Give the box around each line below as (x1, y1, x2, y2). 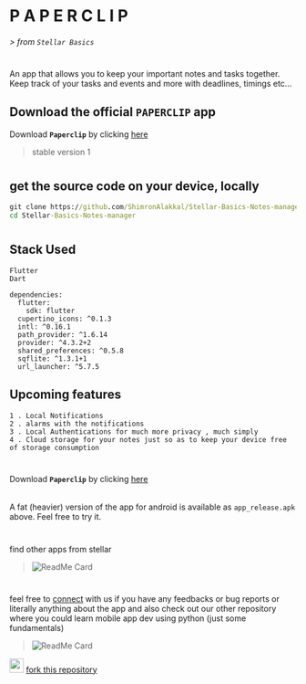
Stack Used (9, 242, 76, 258)
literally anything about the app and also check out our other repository (9, 603, 277, 614)
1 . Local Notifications (9, 411, 104, 420)
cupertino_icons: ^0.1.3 (17, 314, 112, 323)
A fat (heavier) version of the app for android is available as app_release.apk (9, 501, 296, 512)
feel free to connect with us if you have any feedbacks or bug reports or (9, 593, 280, 604)
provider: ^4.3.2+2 (17, 338, 92, 347)
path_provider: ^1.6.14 (17, 330, 107, 339)
